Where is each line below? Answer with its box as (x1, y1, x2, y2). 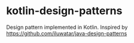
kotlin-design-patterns (6, 4, 123, 18)
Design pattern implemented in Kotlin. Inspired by (6, 24, 128, 31)
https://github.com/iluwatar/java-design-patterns (6, 29, 127, 37)
